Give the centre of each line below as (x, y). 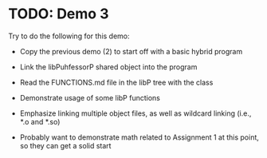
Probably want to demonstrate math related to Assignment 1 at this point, (139, 137)
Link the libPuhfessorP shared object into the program (108, 67)
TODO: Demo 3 (59, 14)
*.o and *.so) (40, 121)
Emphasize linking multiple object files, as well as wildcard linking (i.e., (135, 113)
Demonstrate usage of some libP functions (90, 97)
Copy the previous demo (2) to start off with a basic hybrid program (131, 51)
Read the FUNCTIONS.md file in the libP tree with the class (116, 82)
